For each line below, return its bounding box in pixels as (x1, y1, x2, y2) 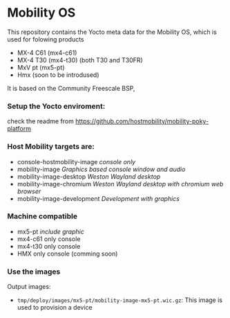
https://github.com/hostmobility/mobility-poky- (75, 117, 209, 125)
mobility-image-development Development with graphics (17, 194, 180, 202)
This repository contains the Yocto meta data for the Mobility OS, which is (7, 28, 218, 36)
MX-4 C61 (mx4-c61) (17, 48, 77, 57)
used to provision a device (17, 303, 93, 312)
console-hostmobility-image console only (17, 157, 136, 166)
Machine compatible (7, 211, 78, 221)
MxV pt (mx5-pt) (17, 63, 65, 71)
